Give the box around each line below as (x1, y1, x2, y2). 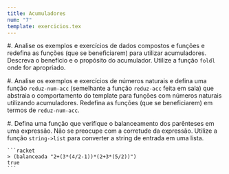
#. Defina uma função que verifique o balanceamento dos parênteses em (7, 120, 215, 128)
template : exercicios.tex (7, 23, 81, 30)
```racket (7, 147, 36, 155)
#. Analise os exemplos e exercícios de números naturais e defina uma (7, 77, 208, 85)
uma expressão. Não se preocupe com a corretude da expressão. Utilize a (7, 127, 218, 135)
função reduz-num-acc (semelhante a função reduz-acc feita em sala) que (7, 84, 215, 93)
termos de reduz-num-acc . (7, 106, 80, 114)
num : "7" (7, 17, 32, 23)
